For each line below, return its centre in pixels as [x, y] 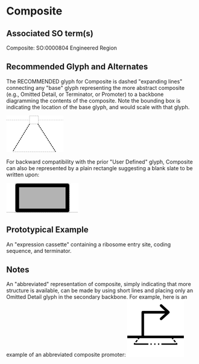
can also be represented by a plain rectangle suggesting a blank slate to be [99, 168]
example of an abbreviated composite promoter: [66, 355]
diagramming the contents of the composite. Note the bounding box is [93, 100]
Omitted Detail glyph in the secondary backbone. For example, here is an [97, 297]
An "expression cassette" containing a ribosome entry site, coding [89, 244]
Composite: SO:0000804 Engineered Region [62, 48]
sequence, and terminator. [39, 251]
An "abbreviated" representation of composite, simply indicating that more [99, 284]
